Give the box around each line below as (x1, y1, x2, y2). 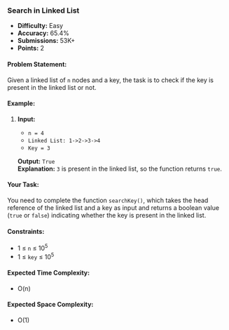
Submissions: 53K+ (17, 37, 76, 45)
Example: (7, 99, 36, 107)
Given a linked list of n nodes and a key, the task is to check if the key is (7, 76, 214, 84)
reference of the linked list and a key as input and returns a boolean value (7, 203, 219, 212)
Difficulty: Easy (17, 22, 64, 30)
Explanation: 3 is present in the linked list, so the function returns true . (17, 164, 222, 173)
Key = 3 (27, 145, 50, 152)
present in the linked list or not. (7, 83, 97, 91)
